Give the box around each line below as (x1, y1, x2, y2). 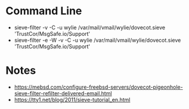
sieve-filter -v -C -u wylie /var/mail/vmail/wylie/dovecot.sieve (14, 24, 166, 31)
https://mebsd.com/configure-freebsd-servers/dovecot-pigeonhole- (14, 83, 183, 91)
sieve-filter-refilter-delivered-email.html (14, 89, 112, 96)
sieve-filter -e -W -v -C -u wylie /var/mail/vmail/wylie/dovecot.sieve (14, 36, 181, 43)
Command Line (5, 4, 82, 18)
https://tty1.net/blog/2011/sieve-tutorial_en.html (14, 96, 131, 103)
